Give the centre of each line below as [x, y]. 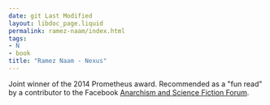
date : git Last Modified [50, 16]
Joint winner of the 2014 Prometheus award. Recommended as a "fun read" [135, 84]
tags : [17, 38]
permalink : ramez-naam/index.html [67, 31]
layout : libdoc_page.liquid [56, 23]
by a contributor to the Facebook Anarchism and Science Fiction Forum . [129, 92]
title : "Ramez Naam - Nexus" [58, 61]
